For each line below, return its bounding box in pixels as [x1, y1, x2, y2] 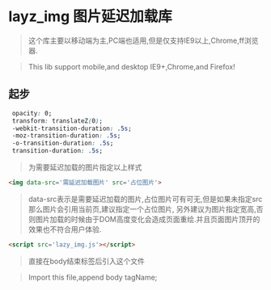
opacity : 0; [11, 109, 53, 117]
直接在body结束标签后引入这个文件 [28, 256, 146, 266]
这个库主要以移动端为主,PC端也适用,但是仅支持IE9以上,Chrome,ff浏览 [28, 36, 259, 45]
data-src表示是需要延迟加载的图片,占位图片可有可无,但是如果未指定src [28, 194, 263, 204]
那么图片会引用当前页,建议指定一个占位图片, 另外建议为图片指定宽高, [28, 204, 256, 214]
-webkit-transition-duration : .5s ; [11, 124, 132, 132]
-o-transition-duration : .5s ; [11, 139, 114, 148]
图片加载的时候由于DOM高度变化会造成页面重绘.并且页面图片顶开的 [35, 214, 260, 224]
